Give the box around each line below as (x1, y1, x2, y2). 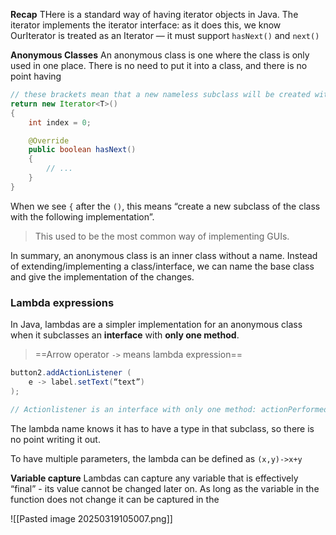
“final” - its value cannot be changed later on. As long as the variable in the (10, 482, 320, 494)
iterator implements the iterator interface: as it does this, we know (10, 19, 282, 31)
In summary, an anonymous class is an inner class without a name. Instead (10, 249, 318, 261)
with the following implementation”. (10, 210, 155, 223)
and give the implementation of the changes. (10, 270, 195, 283)
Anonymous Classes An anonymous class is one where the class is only (10, 49, 310, 61)
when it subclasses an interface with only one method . (10, 329, 240, 341)
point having (10, 70, 62, 82)
